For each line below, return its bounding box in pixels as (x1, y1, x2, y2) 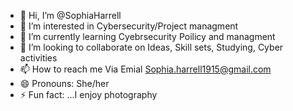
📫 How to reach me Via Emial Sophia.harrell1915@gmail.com (19, 63, 272, 75)
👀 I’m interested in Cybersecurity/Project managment (19, 20, 239, 32)
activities (19, 52, 58, 64)
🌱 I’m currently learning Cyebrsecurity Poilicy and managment (19, 31, 276, 42)
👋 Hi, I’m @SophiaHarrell (19, 10, 122, 21)
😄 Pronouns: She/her (19, 78, 110, 89)
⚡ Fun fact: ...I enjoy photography (19, 89, 158, 100)
